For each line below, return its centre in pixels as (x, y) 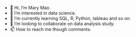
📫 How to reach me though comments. (50, 29)
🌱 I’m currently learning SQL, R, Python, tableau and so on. (70, 18)
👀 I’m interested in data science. (43, 13)
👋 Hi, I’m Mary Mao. (30, 8)
